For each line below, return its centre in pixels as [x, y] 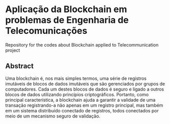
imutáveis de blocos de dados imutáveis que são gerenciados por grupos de [85, 84]
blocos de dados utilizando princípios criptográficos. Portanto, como [77, 94]
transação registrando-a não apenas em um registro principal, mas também [84, 105]
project [13, 50]
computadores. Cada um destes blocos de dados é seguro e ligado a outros [85, 89]
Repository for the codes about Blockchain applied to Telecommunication [82, 45]
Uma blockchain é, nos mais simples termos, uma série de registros [76, 78]
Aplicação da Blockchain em [66, 9]
